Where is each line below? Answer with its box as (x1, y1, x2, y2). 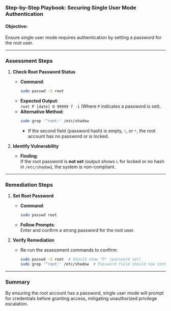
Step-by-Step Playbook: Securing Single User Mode (5, 4, 136, 11)
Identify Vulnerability (12, 143, 59, 149)
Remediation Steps (5, 182, 53, 189)
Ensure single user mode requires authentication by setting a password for (5, 35, 162, 41)
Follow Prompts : (20, 222, 55, 228)
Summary (5, 278, 31, 286)
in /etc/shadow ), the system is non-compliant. (20, 164, 116, 170)
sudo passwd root (20, 213, 58, 218)
